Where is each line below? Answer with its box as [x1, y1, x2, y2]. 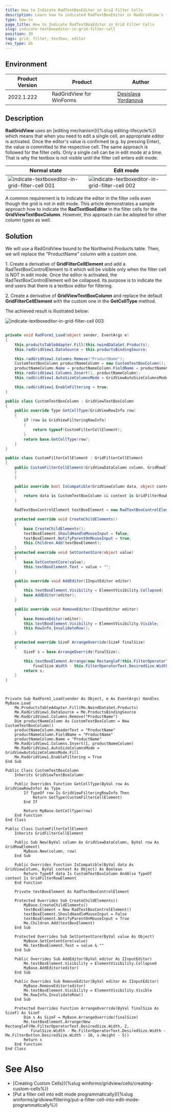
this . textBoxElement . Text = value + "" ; [24, 564, 111, 569]
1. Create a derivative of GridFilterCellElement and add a [5, 261, 126, 267]
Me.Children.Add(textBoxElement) [24, 921, 95, 926]
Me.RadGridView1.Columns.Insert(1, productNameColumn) [14, 741, 134, 746]
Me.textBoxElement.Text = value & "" [24, 943, 104, 948]
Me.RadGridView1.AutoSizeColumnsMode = [14, 746, 100, 751]
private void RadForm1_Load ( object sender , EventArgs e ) [5, 333, 130, 338]
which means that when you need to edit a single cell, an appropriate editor [5, 133, 164, 139]
